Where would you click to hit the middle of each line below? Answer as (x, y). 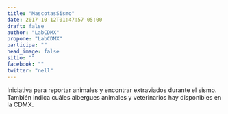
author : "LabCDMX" (33, 32)
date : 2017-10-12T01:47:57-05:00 (55, 20)
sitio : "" (21, 58)
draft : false (26, 26)
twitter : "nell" (30, 70)
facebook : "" (26, 64)
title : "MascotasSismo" (41, 13)
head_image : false (33, 52)
